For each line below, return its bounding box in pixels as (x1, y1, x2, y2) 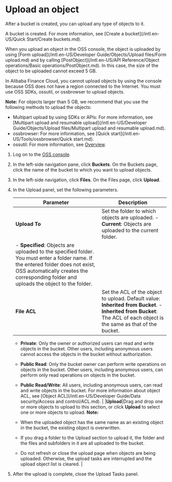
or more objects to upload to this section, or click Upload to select (20, 403, 160, 410)
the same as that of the (101, 320, 157, 327)
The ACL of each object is (101, 314, 164, 321)
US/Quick (5, 36, 26, 42)
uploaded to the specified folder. (15, 248, 94, 255)
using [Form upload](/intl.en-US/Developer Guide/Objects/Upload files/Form (5, 51, 166, 58)
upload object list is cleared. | (20, 461, 83, 467)
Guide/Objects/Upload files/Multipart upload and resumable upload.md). (12, 125, 166, 131)
